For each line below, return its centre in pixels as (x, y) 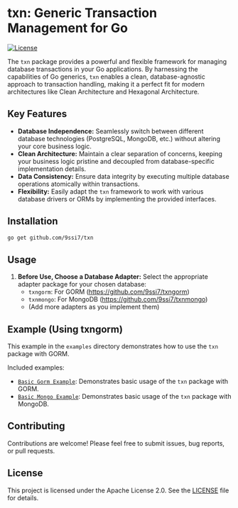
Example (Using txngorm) (65, 329)
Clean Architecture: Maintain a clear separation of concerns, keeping (120, 153)
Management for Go (67, 28)
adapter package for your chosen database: (82, 285)
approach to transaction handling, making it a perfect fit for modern (106, 84)
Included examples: (36, 368)
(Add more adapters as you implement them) (94, 307)
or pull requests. (31, 451)
